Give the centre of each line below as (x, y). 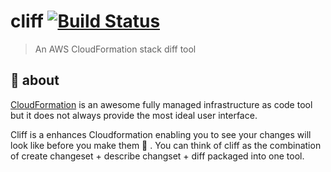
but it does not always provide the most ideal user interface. (134, 115)
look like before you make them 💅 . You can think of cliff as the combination (166, 145)
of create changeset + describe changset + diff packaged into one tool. (157, 156)
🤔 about (35, 80)
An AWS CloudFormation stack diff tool (115, 49)
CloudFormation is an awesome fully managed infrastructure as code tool (161, 104)
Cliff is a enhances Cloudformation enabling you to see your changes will (161, 134)
